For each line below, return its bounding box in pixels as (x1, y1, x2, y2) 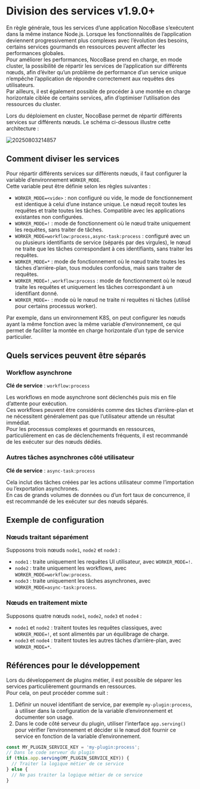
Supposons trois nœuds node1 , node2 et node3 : (6, 547, 121, 554)
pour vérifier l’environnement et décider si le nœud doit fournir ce (14, 726, 176, 733)
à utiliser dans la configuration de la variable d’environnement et (14, 707, 173, 714)
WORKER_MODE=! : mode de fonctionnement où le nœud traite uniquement (14, 219, 191, 227)
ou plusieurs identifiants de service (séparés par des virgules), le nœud (14, 239, 191, 246)
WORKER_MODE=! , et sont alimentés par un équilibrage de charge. (14, 630, 169, 637)
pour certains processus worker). (14, 302, 97, 309)
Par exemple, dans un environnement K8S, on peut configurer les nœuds (6, 314, 186, 321)
